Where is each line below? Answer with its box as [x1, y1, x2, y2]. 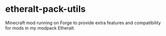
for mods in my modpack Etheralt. [5, 25, 75, 31]
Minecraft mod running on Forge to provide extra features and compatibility [5, 20, 161, 26]
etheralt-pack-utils [5, 3, 86, 15]
